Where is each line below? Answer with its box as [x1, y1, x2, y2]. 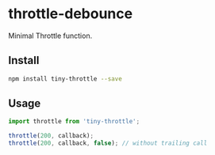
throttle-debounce [8, 5, 133, 23]
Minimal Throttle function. [8, 31, 93, 40]
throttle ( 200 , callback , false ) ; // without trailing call [8, 139, 208, 147]
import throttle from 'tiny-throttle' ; [8, 118, 140, 126]
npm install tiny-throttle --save [8, 74, 123, 83]
